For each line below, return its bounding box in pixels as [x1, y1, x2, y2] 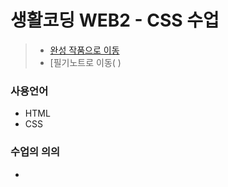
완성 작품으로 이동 [49, 44, 120, 56]
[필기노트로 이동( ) [49, 56, 122, 68]
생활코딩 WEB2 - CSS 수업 [10, 9, 220, 32]
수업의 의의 [10, 145, 61, 159]
